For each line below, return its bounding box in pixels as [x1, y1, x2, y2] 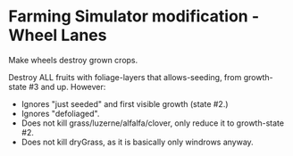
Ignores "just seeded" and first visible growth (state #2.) [21, 98, 229, 109]
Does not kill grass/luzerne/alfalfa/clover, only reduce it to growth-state [21, 118, 285, 128]
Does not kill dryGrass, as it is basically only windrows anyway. [21, 136, 254, 147]
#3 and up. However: [29, 81, 106, 92]
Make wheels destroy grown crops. [8, 54, 138, 65]
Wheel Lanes [8, 25, 107, 45]
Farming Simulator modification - [8, 6, 260, 27]
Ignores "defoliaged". [21, 108, 100, 119]
